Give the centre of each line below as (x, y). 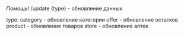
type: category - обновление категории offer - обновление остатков (92, 20)
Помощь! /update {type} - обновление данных (64, 8)
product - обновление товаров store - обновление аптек (77, 26)
